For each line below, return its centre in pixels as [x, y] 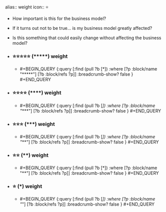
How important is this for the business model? [59, 18]
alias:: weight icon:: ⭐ [27, 7]
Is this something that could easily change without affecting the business [87, 38]
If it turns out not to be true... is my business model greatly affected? [82, 28]
